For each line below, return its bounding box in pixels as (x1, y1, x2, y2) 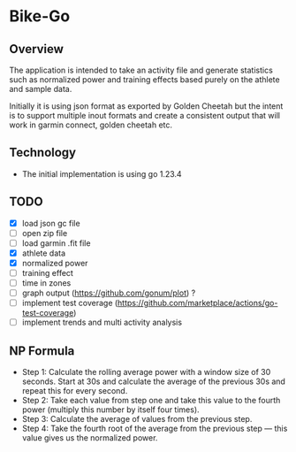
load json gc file (21, 218, 81, 228)
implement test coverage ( (21, 298, 118, 309)
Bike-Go (9, 6, 71, 27)
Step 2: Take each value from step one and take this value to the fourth (21, 395, 281, 406)
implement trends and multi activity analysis (21, 317, 183, 328)
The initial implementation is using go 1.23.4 (21, 168, 183, 179)
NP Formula (9, 343, 75, 358)
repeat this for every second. (21, 386, 128, 396)
